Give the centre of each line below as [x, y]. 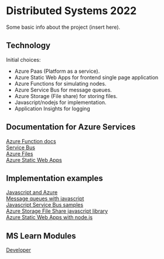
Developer [18, 250]
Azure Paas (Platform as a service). [57, 71]
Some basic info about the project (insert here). [63, 27]
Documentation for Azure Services [71, 127]
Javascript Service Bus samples [45, 205]
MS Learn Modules [41, 236]
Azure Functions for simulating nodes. [60, 83]
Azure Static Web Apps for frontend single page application [86, 77]
